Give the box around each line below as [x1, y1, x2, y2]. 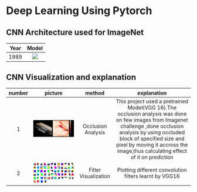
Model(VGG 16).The [127, 104, 177, 111]
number [8, 89, 29, 96]
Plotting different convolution [117, 166, 188, 173]
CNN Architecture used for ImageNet [6, 27, 144, 37]
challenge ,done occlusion [120, 123, 184, 130]
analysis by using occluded [119, 128, 185, 135]
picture [45, 89, 63, 96]
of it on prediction [131, 153, 174, 160]
